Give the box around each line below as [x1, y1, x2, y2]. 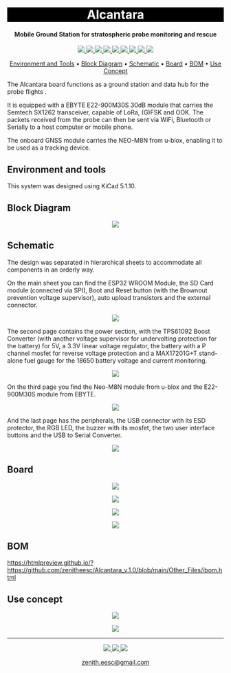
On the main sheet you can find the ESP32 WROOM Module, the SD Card [7, 279, 214, 287]
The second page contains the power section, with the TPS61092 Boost [7, 327, 210, 335]
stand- [199, 349, 218, 357]
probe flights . [7, 88, 47, 96]
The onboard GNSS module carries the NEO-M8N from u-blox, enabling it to [7, 137, 223, 145]
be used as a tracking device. [7, 143, 91, 152]
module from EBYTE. [36, 390, 96, 398]
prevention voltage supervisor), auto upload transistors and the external [7, 293, 211, 301]
